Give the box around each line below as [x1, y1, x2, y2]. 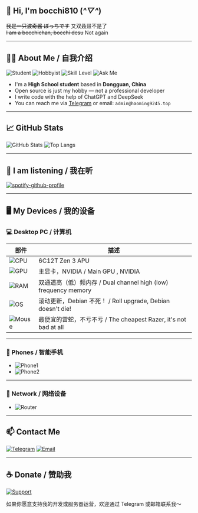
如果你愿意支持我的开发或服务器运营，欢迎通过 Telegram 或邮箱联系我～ [6, 501, 181, 508]
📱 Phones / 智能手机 [6, 348, 64, 356]
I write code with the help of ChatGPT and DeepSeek [14, 93, 143, 100]
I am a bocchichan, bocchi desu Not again [6, 29, 108, 36]
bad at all [38, 323, 64, 331]
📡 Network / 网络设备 [6, 389, 67, 398]
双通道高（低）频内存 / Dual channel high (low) [38, 278, 169, 287]
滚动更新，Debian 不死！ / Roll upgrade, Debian [38, 297, 170, 305]
